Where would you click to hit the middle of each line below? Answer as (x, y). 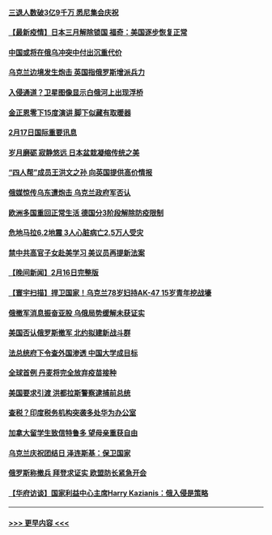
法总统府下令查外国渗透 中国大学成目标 (73, 353)
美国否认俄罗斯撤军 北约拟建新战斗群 (70, 333)
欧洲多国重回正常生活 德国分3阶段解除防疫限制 (86, 212)
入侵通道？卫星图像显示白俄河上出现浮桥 (76, 92)
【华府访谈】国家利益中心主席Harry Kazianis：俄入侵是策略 (108, 493)
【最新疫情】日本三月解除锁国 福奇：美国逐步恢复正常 (98, 32)
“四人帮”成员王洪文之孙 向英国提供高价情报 (81, 172)
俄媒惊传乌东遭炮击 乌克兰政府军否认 (70, 192)
